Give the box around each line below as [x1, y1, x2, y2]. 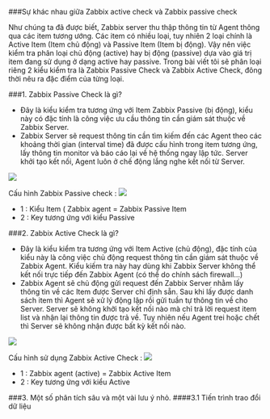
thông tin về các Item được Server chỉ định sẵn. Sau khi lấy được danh [19, 287, 254, 296]
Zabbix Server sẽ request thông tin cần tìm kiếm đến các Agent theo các [19, 131, 263, 140]
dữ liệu [8, 401, 32, 411]
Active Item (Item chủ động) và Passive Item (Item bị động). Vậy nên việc [8, 40, 251, 49]
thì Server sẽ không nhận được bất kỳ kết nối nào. [19, 321, 187, 330]
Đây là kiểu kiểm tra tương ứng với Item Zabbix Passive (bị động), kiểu [19, 105, 253, 115]
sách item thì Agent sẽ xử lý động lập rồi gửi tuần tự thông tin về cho [19, 295, 248, 305]
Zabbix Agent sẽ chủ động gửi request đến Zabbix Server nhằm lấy [19, 279, 244, 287]
